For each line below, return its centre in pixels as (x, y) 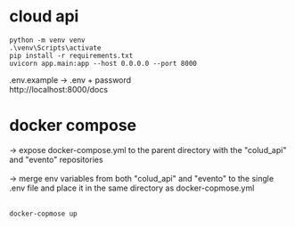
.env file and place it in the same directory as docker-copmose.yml (132, 188)
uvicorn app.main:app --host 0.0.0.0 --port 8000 (103, 63)
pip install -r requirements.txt (71, 55)
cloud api (44, 16)
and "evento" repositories (57, 159)
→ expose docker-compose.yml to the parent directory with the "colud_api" (148, 150)
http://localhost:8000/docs (59, 89)
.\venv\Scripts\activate (55, 48)
